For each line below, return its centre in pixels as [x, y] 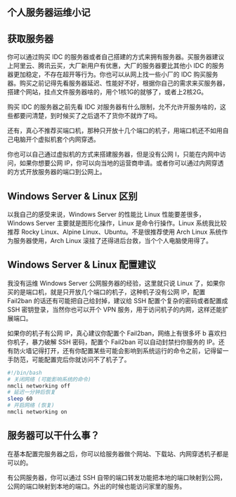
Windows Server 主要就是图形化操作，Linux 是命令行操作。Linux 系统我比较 [117, 223]
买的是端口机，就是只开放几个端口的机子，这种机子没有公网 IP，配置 [106, 292]
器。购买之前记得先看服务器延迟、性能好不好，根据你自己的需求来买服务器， [118, 84]
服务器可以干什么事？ [53, 436]
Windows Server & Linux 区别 [73, 196]
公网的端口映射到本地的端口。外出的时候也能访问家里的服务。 [97, 486]
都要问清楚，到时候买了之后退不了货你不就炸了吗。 [87, 116]
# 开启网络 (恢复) [31, 406]
